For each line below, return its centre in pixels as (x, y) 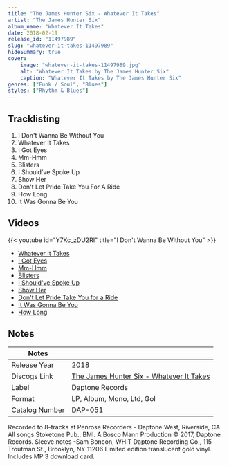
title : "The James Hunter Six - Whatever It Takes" (84, 13)
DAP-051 (88, 410)
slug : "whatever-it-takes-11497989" (61, 46)
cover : (17, 59)
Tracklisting (34, 119)
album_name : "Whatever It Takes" (56, 26)
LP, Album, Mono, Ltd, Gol (114, 398)
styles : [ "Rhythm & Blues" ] (48, 91)
